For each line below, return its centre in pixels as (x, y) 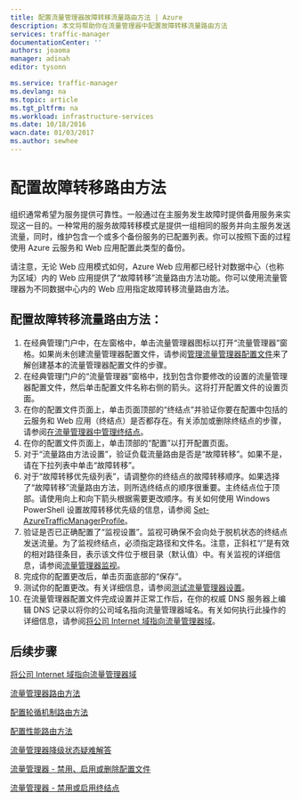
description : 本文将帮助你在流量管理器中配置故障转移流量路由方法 (119, 26)
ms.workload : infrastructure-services (82, 117)
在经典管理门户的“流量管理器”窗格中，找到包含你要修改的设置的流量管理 (155, 376)
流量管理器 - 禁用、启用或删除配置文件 (81, 769)
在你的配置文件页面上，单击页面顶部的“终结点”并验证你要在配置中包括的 (155, 409)
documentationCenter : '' (56, 42)
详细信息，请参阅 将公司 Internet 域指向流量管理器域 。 (122, 620)
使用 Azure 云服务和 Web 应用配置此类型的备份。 (100, 247)
